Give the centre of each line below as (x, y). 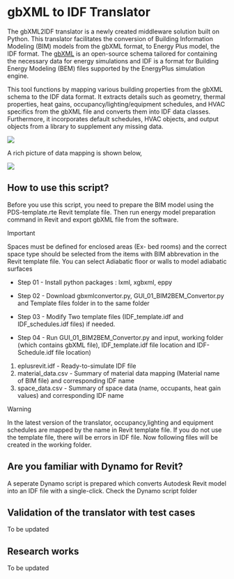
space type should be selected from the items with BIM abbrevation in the (113, 254)
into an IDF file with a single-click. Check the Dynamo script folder (102, 491)
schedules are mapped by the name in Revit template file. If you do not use (115, 430)
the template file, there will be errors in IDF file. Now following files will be (112, 437)
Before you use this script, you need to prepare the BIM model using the (111, 204)
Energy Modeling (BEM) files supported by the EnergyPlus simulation (106, 68)
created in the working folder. (49, 445)
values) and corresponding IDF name (70, 395)
